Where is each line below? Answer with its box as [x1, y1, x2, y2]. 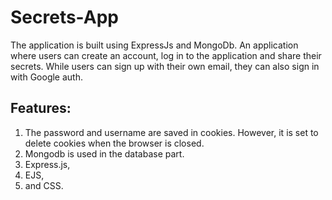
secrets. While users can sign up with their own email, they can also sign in [10, 60, 320, 72]
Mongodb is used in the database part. [24, 147, 185, 160]
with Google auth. [10, 71, 83, 83]
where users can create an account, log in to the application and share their [10, 49, 322, 61]
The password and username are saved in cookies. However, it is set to [24, 126, 319, 138]
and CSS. [24, 179, 64, 191]
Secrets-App [10, 6, 119, 29]
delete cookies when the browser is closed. [24, 137, 205, 149]
